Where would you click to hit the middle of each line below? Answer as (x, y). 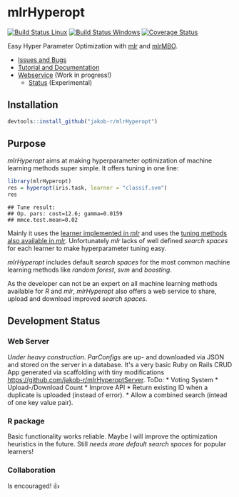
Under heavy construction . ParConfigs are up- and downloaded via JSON (116, 357)
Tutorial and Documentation (59, 67)
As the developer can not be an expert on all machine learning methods (112, 284)
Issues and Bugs (42, 60)
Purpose (27, 144)
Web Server (29, 342)
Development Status (54, 321)
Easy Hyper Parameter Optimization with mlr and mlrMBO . (93, 46)
